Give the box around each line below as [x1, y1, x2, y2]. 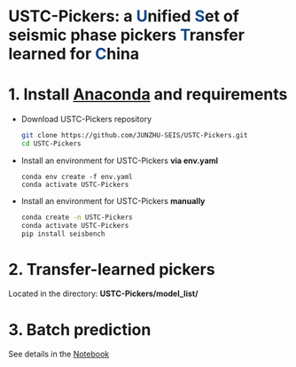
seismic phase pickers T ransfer [8, 25, 245, 45]
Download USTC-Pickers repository [20, 113, 152, 125]
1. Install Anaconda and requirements [8, 84, 288, 105]
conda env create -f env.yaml [20, 172, 134, 181]
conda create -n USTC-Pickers [20, 213, 134, 222]
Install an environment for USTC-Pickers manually [20, 195, 206, 206]
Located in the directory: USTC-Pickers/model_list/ [8, 288, 199, 299]
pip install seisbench [20, 229, 105, 238]
